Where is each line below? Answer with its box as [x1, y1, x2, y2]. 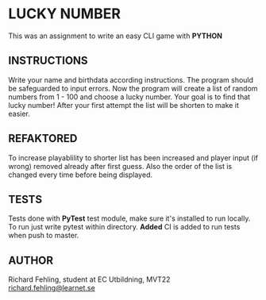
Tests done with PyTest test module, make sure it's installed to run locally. [8, 213, 251, 223]
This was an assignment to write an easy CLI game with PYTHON [8, 31, 222, 40]
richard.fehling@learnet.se [8, 283, 95, 293]
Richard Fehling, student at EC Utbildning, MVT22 [8, 275, 171, 284]
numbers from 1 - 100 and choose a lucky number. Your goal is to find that [8, 92, 251, 102]
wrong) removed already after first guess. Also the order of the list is [8, 161, 233, 171]
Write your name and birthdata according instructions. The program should [8, 75, 254, 84]
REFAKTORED [8, 132, 78, 145]
